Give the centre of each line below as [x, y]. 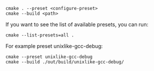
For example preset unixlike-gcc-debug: [54, 46]
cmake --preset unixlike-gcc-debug [49, 57]
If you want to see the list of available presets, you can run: [77, 24]
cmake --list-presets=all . [40, 35]
